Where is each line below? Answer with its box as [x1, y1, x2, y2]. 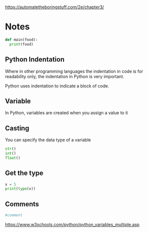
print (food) [9, 41, 34, 47]
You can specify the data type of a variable [5, 137, 91, 143]
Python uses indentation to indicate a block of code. [5, 83, 109, 89]
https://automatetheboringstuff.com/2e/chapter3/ [5, 4, 104, 10]
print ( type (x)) [5, 186, 36, 192]
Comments [5, 200, 39, 208]
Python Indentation [5, 56, 65, 64]
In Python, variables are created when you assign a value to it [5, 110, 128, 116]
